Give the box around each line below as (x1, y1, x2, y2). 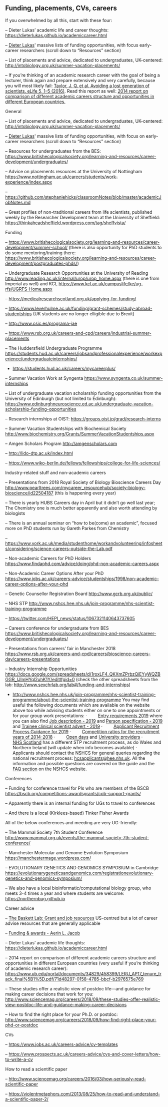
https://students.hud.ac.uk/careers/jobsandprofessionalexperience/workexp (5, 350, 162, 356)
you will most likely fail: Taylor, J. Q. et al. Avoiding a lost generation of (5, 83, 150, 89)
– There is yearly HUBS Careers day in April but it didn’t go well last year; (5, 499, 155, 505)
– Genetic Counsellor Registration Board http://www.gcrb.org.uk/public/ (5, 591, 153, 597)
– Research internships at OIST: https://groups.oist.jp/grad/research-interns (5, 415, 161, 422)
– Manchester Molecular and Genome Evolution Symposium (5, 849, 128, 855)
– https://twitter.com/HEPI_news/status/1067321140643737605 (5, 615, 135, 621)
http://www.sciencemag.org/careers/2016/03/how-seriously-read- (8, 1075, 146, 1081)
